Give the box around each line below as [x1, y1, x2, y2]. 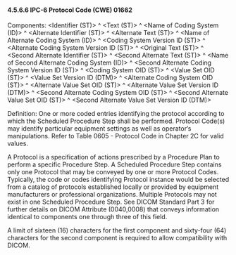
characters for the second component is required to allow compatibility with [7, 234, 228, 242]
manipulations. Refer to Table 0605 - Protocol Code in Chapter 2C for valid [7, 132, 224, 140]
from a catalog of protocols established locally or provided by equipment [7, 183, 219, 191]
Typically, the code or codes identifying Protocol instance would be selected [7, 176, 230, 184]
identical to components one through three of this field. [7, 213, 168, 221]
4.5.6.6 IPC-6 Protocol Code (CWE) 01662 [7, 6, 132, 14]
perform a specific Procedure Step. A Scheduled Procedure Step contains [7, 160, 222, 169]
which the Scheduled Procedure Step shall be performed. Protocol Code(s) [7, 117, 225, 126]
